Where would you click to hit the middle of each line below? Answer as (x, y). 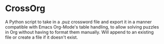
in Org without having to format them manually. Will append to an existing (80, 32)
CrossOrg (25, 8)
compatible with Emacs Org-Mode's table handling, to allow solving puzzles (82, 27)
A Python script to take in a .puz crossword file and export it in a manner (78, 22)
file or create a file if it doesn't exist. (42, 37)
